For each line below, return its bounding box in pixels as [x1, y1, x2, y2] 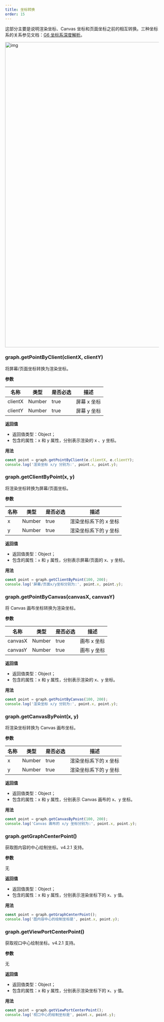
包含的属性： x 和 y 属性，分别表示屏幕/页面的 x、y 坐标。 [12, 557, 128, 563]
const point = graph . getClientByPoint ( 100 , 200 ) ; [5, 577, 108, 582]
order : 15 [5, 12, 25, 17]
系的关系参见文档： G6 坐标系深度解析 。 [5, 32, 85, 38]
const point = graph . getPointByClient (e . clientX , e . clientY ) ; [5, 457, 134, 462]
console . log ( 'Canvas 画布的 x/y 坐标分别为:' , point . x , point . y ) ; [5, 821, 137, 826]
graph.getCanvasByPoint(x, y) [5, 713, 79, 720]
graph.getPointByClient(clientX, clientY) [5, 354, 103, 361]
